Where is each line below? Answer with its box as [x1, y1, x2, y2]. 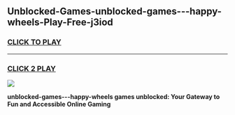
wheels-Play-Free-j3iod [7, 17, 113, 29]
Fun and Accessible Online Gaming [7, 100, 111, 108]
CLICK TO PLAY [7, 38, 62, 47]
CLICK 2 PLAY [7, 63, 56, 73]
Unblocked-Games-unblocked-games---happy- [7, 6, 222, 17]
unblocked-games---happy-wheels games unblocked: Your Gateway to [7, 92, 220, 100]
